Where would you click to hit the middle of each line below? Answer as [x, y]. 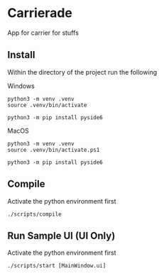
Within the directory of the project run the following [82, 72]
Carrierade [40, 13]
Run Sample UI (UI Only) [61, 236]
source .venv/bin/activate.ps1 [54, 150]
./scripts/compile [34, 214]
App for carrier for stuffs [43, 33]
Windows [21, 86]
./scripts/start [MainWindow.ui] [57, 266]
